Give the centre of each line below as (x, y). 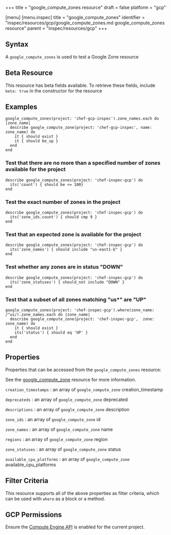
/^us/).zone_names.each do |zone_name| (48, 314)
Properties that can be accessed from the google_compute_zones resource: (83, 370)
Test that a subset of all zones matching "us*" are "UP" (76, 299)
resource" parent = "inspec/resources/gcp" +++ (56, 28)
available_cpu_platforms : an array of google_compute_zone (68, 459)
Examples (21, 107)
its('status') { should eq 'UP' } (51, 332)
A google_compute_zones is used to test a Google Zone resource (72, 56)
